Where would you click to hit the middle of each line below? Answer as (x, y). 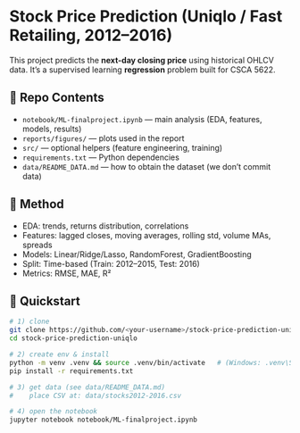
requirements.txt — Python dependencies (101, 157)
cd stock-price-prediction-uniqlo (74, 338)
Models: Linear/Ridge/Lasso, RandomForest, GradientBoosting (137, 254)
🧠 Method (37, 204)
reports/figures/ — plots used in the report (103, 138)
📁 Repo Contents (57, 98)
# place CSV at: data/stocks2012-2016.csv (95, 396)
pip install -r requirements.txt (71, 371)
